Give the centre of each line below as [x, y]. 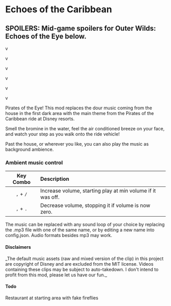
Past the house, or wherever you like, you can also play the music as [77, 144]
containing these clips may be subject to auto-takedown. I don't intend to [82, 269]
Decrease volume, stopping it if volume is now [95, 205]
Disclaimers [18, 247]
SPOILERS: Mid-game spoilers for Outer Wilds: [81, 28]
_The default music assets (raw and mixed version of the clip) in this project [84, 258]
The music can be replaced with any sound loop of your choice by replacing [85, 225]
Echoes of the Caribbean [59, 9]
